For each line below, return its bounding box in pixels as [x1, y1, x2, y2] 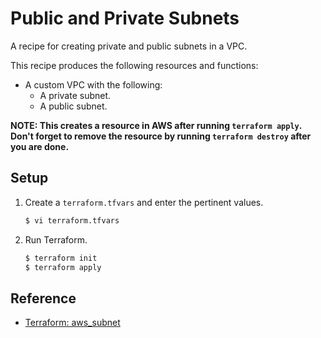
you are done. [10, 140, 70, 152]
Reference [10, 290, 77, 307]
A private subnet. [39, 89, 112, 101]
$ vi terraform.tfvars [24, 215, 120, 226]
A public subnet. [39, 100, 108, 112]
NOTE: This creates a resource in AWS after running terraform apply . [10, 119, 302, 131]
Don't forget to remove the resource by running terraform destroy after [10, 130, 312, 142]
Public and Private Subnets [10, 7, 240, 30]
